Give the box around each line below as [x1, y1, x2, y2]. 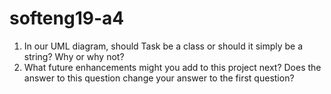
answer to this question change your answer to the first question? [23, 72, 295, 84]
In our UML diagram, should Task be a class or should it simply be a [23, 40, 304, 52]
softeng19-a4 [9, 7, 125, 30]
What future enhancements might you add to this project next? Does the [23, 61, 322, 73]
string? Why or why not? [23, 50, 125, 62]
